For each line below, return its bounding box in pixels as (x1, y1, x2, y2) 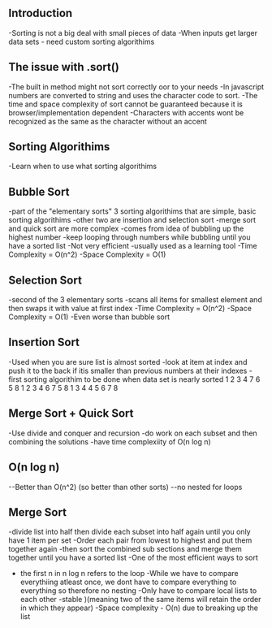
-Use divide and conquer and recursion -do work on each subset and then (8, 428, 257, 438)
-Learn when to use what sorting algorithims (8, 162, 157, 171)
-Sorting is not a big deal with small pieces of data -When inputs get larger (8, 28, 258, 37)
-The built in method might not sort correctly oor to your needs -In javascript (8, 81, 265, 92)
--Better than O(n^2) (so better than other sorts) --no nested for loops (8, 482, 243, 492)
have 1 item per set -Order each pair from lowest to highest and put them (8, 535, 253, 545)
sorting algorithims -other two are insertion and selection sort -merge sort (8, 215, 257, 225)
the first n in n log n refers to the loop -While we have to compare (19, 569, 240, 578)
